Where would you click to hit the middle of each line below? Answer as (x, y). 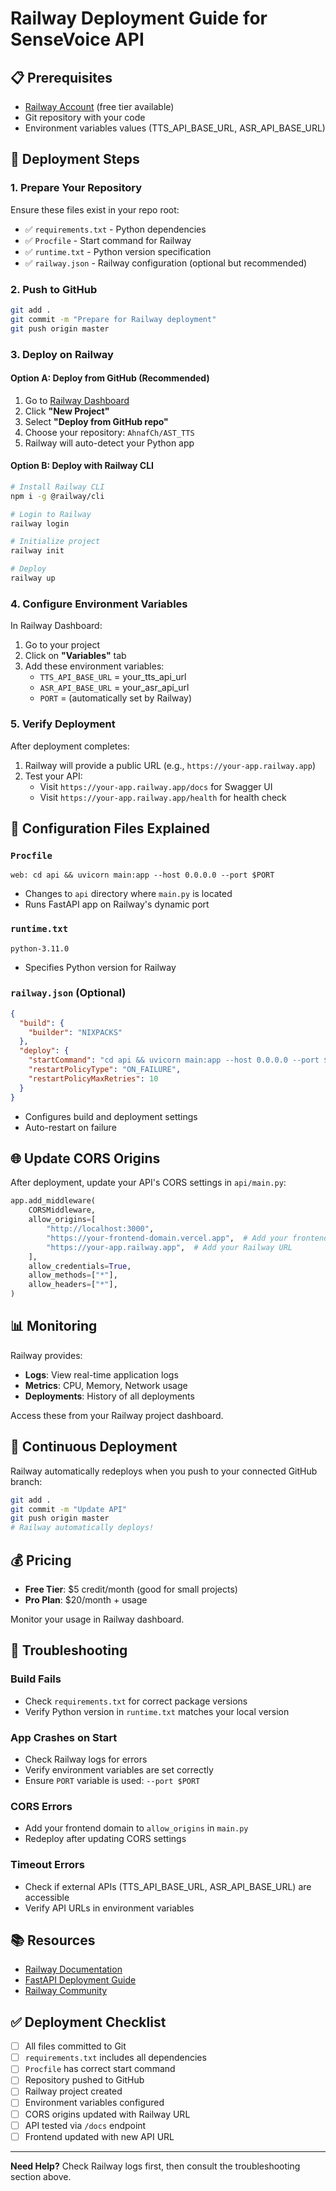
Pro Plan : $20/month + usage (86, 1599)
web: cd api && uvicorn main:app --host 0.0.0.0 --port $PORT (142, 875)
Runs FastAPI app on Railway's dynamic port (117, 904)
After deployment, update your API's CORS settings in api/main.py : (148, 1183)
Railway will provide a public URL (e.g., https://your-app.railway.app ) (170, 765)
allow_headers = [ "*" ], (73, 1285)
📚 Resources (53, 1940)
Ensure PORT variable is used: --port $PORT (112, 1780)
